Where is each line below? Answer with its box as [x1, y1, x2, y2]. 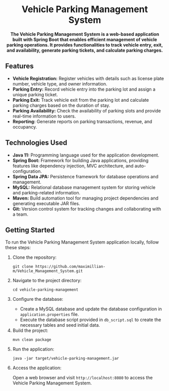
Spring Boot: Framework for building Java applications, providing [12, 157, 149, 163]
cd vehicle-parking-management [12, 287, 79, 292]
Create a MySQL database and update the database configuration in [20, 306, 162, 312]
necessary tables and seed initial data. [20, 322, 100, 328]
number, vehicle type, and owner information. [12, 81, 107, 87]
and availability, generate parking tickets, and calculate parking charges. [7, 47, 163, 53]
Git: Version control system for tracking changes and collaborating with [12, 206, 161, 212]
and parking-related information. [12, 189, 81, 195]
